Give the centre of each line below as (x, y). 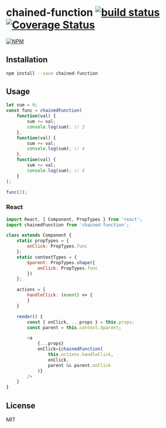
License (21, 405)
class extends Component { (39, 235)
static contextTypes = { (47, 257)
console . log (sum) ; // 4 (56, 149)
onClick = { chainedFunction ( (70, 349)
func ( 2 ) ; (17, 192)
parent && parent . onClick (79, 365)
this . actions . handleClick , (81, 355)
